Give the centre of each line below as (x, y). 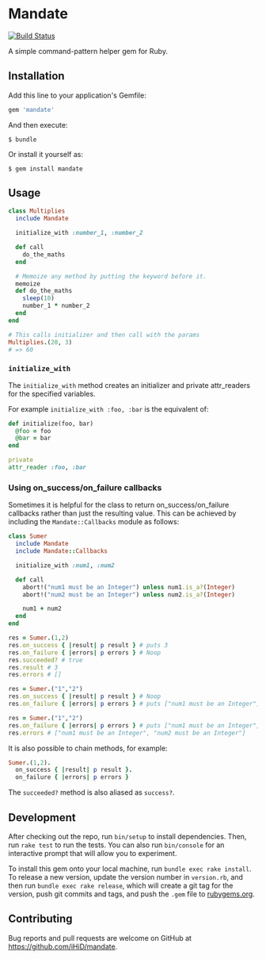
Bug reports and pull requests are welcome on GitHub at (100, 938)
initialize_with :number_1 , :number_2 (80, 233)
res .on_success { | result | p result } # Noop (84, 696)
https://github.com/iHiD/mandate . (63, 946)
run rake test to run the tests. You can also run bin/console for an (116, 845)
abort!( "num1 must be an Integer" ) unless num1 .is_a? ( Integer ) (129, 587)
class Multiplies (37, 211)
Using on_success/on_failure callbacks (85, 487)
